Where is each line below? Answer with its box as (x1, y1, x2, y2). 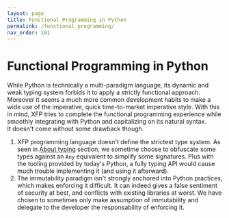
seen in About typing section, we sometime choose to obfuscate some (16, 145, 217, 154)
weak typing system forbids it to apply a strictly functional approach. (7, 88, 201, 96)
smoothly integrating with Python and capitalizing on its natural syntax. (7, 118, 207, 126)
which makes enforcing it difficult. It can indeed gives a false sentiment (16, 182, 217, 190)
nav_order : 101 (7, 29, 51, 36)
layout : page (7, 10, 44, 17)
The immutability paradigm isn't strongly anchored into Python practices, (16, 174, 223, 182)
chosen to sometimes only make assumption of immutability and (16, 196, 199, 204)
